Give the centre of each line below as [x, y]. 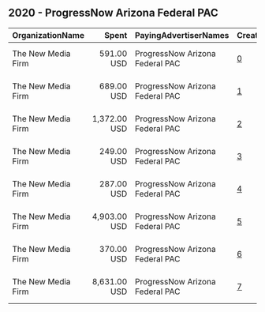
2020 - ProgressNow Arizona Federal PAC [113, 13]
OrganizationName [49, 35]
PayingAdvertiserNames [182, 35]
